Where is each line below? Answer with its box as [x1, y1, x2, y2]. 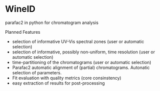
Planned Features [5, 29, 41, 35]
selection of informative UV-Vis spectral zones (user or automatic [12, 38, 144, 45]
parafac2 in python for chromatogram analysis [5, 20, 99, 25]
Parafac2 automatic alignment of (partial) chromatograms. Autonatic [12, 65, 150, 70]
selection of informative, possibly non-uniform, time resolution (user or [12, 49, 155, 55]
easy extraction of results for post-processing [12, 80, 105, 86]
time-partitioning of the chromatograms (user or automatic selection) [12, 59, 152, 65]
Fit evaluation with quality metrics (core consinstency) [12, 75, 121, 81]
